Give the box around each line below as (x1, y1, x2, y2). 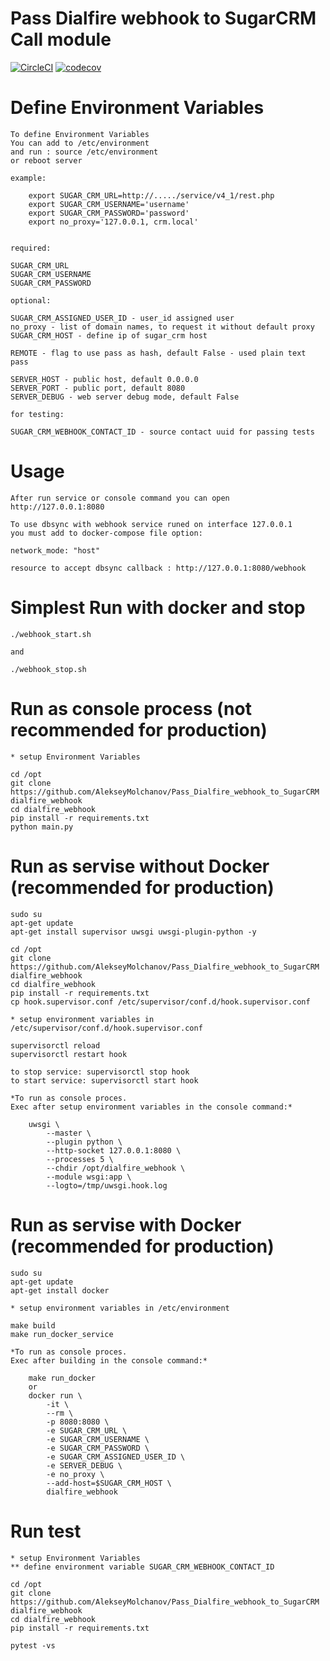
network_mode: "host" (10, 545, 101, 556)
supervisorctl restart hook (10, 1049, 128, 1059)
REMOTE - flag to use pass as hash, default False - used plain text (10, 348, 307, 358)
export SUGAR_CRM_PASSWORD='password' (28, 208, 190, 218)
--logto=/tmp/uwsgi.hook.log (46, 1180, 168, 1191)
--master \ (46, 1128, 92, 1138)
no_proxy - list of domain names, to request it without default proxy (10, 322, 315, 332)
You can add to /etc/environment (10, 138, 150, 148)
